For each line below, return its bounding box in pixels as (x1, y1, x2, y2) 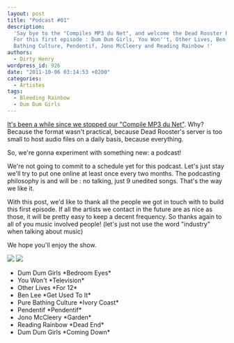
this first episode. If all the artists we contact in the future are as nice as (7, 205, 213, 213)
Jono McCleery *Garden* (17, 313, 92, 321)
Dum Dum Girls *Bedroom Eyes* (17, 268, 111, 277)
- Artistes (13, 82, 45, 89)
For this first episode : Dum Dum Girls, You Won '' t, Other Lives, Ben (13, 36, 226, 43)
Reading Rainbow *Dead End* (17, 320, 104, 328)
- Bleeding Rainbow (13, 95, 70, 102)
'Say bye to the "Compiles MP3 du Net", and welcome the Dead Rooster (13, 29, 223, 37)
